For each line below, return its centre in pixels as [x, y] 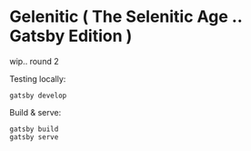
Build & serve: [35, 112]
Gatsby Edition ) [71, 36]
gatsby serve [34, 137]
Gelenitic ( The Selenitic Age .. [126, 17]
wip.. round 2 [34, 61]
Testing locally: [38, 78]
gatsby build [34, 129]
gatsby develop [38, 96]
